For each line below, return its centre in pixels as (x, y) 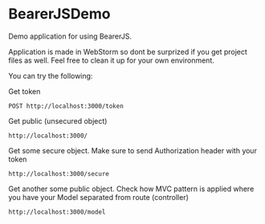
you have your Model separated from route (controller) (98, 197)
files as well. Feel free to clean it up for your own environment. (111, 60)
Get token (24, 91)
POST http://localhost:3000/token (66, 106)
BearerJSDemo (59, 14)
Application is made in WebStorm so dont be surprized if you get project (128, 51)
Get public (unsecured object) (58, 120)
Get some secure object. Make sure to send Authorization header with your (132, 150)
